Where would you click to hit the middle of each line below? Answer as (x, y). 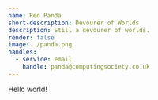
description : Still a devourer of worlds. (79, 30)
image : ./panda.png (40, 45)
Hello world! (28, 89)
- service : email (44, 60)
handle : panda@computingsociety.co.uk (86, 67)
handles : (23, 52)
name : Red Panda (35, 15)
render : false (32, 37)
